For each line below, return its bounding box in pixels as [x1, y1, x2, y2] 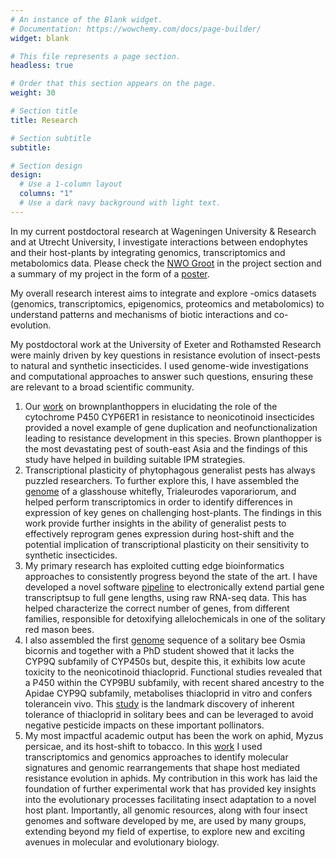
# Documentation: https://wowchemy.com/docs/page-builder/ [10, 24, 262, 34]
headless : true [10, 61, 74, 71]
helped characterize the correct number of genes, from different [24, 602, 290, 614]
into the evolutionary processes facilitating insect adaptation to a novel [24, 793, 317, 805]
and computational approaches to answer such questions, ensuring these [10, 370, 314, 382]
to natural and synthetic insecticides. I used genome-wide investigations [10, 359, 309, 371]
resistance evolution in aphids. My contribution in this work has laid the [24, 772, 318, 784]
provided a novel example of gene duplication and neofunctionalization [24, 421, 318, 433]
